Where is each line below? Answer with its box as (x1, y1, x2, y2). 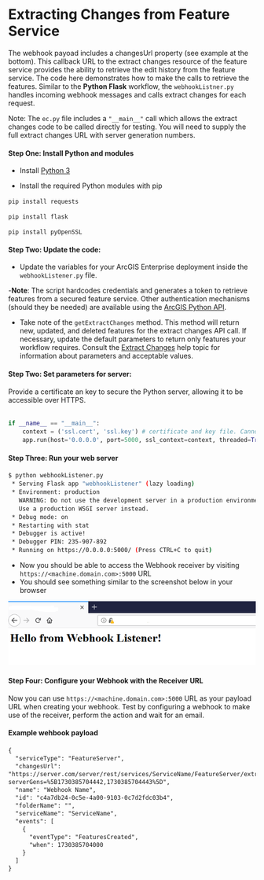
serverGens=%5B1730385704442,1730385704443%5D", (8, 778, 170, 786)
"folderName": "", (15, 801, 76, 809)
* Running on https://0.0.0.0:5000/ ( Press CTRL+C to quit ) (11, 547, 213, 554)
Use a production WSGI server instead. (18, 505, 149, 513)
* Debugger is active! (11, 529, 86, 538)
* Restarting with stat (11, 521, 90, 529)
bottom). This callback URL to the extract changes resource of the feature (8, 57, 247, 66)
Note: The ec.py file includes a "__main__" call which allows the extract (8, 113, 238, 123)
